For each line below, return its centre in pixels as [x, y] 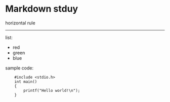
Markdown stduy [42, 9]
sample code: [19, 68]
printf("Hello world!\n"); [52, 90]
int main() [26, 82]
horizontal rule [20, 23]
